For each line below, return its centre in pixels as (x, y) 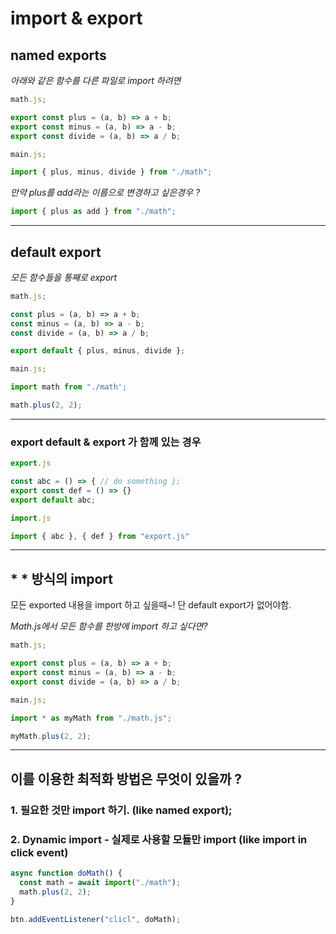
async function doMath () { (66, 873)
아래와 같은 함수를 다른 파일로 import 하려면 (96, 80)
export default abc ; (53, 500)
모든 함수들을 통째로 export (64, 277)
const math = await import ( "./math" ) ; (100, 882)
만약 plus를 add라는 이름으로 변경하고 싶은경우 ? (105, 193)
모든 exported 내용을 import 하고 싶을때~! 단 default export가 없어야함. (151, 605)
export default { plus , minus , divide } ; (98, 351)
